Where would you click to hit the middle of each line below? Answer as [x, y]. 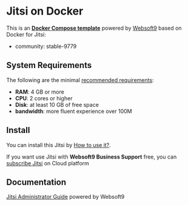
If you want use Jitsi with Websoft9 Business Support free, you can [92, 157]
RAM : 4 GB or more [40, 92]
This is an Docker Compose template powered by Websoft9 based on [94, 28]
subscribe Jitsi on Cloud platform [48, 163]
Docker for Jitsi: [26, 34]
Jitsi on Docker [45, 11]
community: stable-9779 [46, 46]
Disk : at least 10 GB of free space [57, 105]
